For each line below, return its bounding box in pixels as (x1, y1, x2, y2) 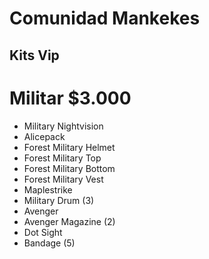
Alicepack (23, 130, 66, 142)
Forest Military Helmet (23, 141, 116, 153)
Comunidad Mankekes (9, 7, 201, 30)
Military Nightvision (23, 120, 104, 132)
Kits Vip (9, 47, 60, 64)
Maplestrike (23, 183, 73, 196)
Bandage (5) (23, 237, 76, 249)
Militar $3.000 (9, 87, 132, 109)
